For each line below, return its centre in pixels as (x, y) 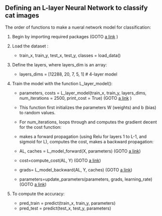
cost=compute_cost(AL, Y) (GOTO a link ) (60, 160)
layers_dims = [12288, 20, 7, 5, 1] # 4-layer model (68, 74)
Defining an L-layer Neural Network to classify (76, 8)
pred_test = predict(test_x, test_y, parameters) (65, 208)
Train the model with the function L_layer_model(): (62, 83)
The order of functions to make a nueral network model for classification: (78, 27)
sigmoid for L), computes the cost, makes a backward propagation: (86, 141)
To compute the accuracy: (38, 194)
